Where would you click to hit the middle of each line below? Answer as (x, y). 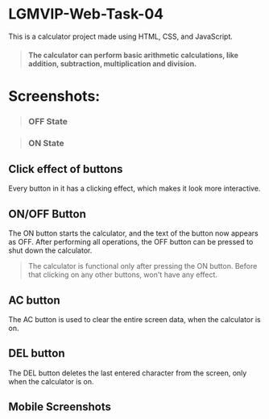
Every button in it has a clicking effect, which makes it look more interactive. (134, 189)
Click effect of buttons (66, 169)
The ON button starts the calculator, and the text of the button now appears (134, 233)
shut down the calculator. (50, 250)
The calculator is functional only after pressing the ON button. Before (143, 266)
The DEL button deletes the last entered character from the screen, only (128, 373)
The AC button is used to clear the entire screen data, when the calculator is (135, 319)
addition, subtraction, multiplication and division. (112, 63)
